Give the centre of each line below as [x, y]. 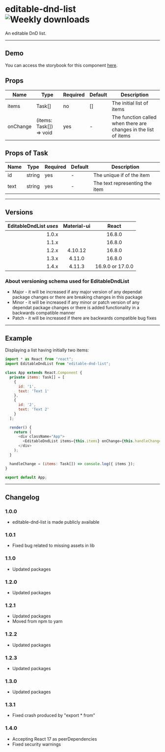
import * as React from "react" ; [39, 359]
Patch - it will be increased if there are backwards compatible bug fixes [84, 318]
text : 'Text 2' [34, 410]
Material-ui [77, 226]
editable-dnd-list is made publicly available [56, 522]
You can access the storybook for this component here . [61, 65]
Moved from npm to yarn [37, 621]
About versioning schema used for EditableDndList [67, 281]
